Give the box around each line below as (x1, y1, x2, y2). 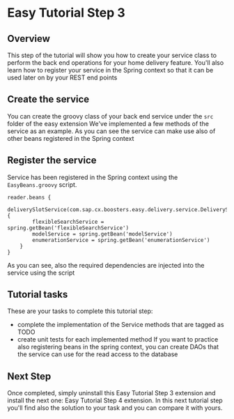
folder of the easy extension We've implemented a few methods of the (7, 119, 209, 128)
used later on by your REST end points (7, 73, 118, 82)
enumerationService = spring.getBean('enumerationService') (32, 236, 210, 243)
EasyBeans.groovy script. (7, 180, 77, 189)
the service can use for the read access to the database (17, 350, 178, 358)
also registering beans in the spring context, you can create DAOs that (17, 343, 219, 351)
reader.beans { (7, 194, 52, 201)
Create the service (7, 93, 90, 105)
